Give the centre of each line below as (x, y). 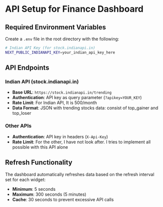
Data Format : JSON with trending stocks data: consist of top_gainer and (85, 108)
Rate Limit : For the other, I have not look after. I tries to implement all (81, 142)
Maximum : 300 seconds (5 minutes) (49, 194)
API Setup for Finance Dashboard (74, 9)
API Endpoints (27, 68)
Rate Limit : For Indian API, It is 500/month (54, 103)
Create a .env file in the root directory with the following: (62, 39)
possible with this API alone (40, 147)
